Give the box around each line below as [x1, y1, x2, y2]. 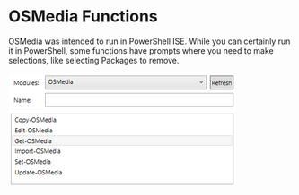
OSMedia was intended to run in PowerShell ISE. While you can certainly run [8, 36, 291, 47]
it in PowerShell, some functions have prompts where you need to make [8, 45, 275, 55]
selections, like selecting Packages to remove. [8, 55, 180, 65]
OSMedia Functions [8, 6, 158, 27]
